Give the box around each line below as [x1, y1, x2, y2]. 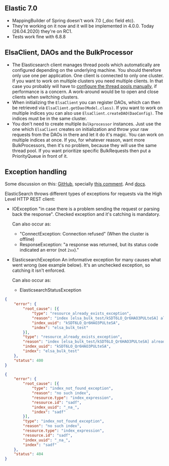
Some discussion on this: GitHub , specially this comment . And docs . [5, 181, 147, 187]
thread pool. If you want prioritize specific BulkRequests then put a [12, 148, 151, 154]
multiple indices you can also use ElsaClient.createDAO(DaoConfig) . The [12, 110, 163, 116]
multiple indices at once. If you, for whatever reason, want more [12, 136, 145, 143]
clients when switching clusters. [12, 94, 79, 100]
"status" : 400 [14, 358, 43, 363]
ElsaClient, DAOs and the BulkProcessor [5, 48, 133, 57]
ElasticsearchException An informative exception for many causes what [12, 257, 161, 263]
